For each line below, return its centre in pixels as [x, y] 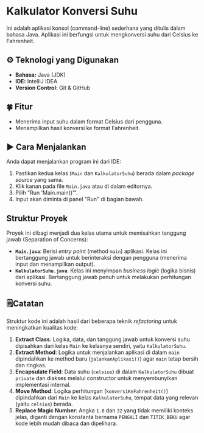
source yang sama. [39, 180]
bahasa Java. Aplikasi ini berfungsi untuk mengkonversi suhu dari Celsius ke [102, 34]
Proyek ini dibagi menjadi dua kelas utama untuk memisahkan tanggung [96, 233]
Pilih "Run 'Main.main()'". [46, 193]
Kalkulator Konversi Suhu [72, 11]
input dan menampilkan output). [55, 264]
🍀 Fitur [20, 107]
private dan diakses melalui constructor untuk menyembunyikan [96, 378]
